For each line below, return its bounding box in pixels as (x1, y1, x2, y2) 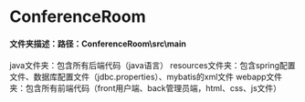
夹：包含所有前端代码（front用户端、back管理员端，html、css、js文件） (9, 83, 281, 94)
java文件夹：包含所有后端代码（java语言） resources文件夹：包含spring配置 (9, 60, 296, 71)
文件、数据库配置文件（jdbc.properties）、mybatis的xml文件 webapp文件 (9, 71, 283, 83)
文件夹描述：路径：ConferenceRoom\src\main (9, 38, 187, 49)
